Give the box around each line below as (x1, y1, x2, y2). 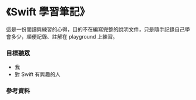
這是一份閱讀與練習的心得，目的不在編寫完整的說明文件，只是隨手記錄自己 (6, 26, 185, 33)
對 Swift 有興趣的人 (14, 71, 61, 78)
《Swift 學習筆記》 (6, 5, 90, 19)
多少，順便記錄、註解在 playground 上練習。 (10, 33, 118, 40)
